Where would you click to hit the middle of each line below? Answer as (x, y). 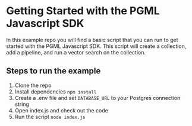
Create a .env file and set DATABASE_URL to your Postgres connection (97, 98)
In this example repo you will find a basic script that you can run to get (92, 40)
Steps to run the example (53, 71)
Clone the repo (33, 85)
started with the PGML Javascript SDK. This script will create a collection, (96, 46)
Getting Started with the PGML (83, 11)
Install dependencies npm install (56, 91)
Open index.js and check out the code (61, 110)
